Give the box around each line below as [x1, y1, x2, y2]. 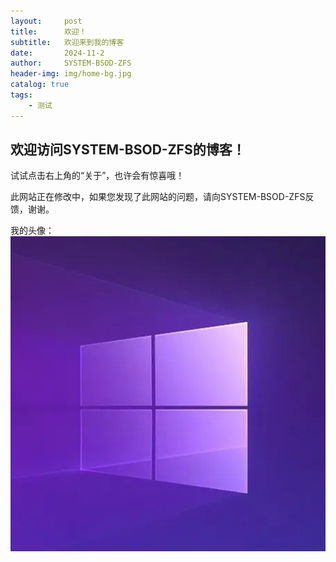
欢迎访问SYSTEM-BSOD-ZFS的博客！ [10, 141, 246, 159]
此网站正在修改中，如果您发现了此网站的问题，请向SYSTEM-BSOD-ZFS [10, 191, 306, 203]
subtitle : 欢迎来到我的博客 [10, 37, 125, 47]
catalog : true [10, 80, 70, 90]
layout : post [10, 16, 83, 26]
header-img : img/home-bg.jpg [10, 69, 132, 79]
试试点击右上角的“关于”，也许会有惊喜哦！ [10, 170, 185, 182]
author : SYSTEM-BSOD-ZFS [10, 58, 132, 69]
